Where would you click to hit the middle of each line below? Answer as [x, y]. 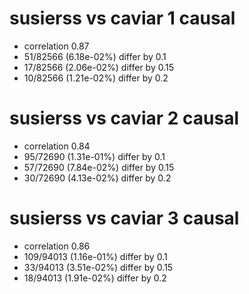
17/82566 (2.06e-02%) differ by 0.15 [99, 67]
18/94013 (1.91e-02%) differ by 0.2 [95, 278]
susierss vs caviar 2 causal [124, 118]
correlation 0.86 [57, 246]
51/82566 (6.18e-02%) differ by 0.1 [95, 56]
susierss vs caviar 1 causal [122, 18]
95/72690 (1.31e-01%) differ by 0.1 [94, 156]
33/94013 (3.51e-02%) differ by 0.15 [98, 267]
